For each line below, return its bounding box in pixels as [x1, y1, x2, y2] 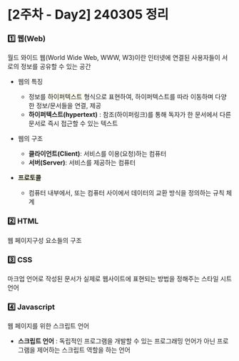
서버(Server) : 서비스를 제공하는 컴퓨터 [28, 158, 136, 167]
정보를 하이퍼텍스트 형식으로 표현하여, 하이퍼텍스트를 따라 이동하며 [28, 93, 214, 101]
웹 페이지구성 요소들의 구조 [7, 236, 82, 244]
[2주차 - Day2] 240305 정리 [7, 6, 169, 23]
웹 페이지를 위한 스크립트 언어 [7, 322, 90, 330]
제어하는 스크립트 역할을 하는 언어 [36, 346, 131, 355]
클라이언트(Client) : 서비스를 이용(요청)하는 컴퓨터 [28, 150, 167, 158]
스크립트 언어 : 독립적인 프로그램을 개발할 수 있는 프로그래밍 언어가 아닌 [17, 337, 215, 345]
